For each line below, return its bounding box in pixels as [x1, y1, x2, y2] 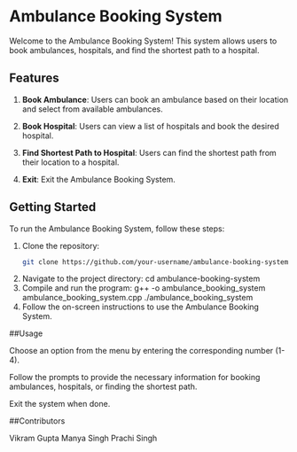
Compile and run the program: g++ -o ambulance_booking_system [21, 283, 266, 293]
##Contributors [9, 416, 66, 426]
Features [9, 71, 59, 86]
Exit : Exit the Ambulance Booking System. [21, 174, 176, 184]
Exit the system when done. [9, 399, 111, 409]
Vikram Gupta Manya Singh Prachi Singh [9, 433, 158, 444]
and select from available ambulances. [21, 104, 163, 114]
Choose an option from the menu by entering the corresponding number [9, 346, 274, 356]
